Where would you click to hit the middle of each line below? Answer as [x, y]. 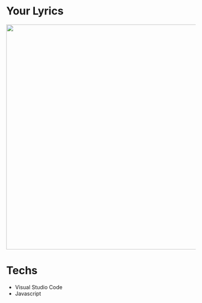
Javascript [28, 293]
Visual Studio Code [39, 287]
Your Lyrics [35, 11]
